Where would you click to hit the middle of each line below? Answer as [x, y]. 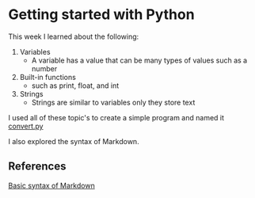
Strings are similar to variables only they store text [113, 102]
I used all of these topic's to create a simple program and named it [116, 117]
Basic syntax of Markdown [51, 185]
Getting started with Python [102, 15]
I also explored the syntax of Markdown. [74, 141]
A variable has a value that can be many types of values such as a [139, 60]
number [44, 68]
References [37, 167]
